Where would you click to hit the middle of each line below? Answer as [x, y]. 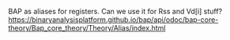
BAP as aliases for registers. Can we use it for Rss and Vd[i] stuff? [115, 11]
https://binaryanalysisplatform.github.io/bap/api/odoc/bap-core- [113, 20]
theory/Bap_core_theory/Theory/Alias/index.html [87, 28]
